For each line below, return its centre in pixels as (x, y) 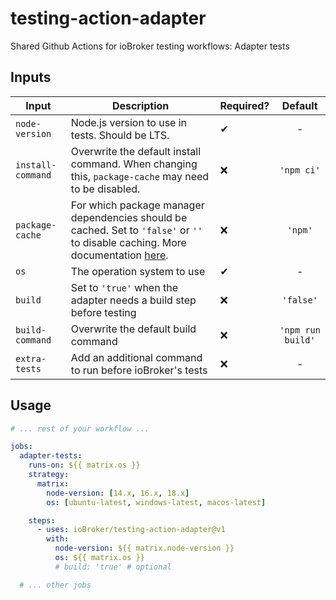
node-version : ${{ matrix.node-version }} (144, 548)
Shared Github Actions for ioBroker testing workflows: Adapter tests (150, 46)
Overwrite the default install (136, 151)
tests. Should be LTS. (120, 135)
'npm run (300, 330)
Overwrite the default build (133, 329)
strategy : (49, 475)
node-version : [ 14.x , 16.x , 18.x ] (118, 493)
